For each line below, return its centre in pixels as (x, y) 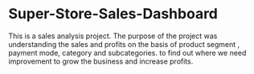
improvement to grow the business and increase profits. (101, 61)
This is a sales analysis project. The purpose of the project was (113, 36)
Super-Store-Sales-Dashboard (113, 14)
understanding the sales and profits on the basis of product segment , (124, 44)
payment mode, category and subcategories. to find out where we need (127, 53)
